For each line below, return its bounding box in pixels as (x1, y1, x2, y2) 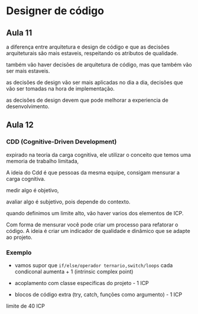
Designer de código (6, 4, 105, 18)
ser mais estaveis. (6, 67, 50, 75)
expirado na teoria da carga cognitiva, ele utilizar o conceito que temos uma (6, 151, 191, 158)
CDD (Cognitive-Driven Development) (6, 138, 117, 146)
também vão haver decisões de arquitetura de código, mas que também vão (6, 61, 192, 68)
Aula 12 (6, 120, 34, 130)
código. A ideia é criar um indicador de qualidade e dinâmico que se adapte (6, 227, 190, 234)
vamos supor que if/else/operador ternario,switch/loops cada (14, 261, 173, 268)
